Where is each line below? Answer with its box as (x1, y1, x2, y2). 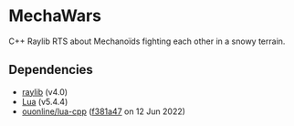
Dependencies (8, 62, 93, 78)
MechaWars (8, 5, 102, 26)
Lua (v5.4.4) (21, 96, 68, 107)
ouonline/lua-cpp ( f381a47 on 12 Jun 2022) (21, 106, 186, 117)
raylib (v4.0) (21, 86, 68, 97)
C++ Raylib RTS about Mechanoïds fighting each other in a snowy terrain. (8, 36, 286, 47)
